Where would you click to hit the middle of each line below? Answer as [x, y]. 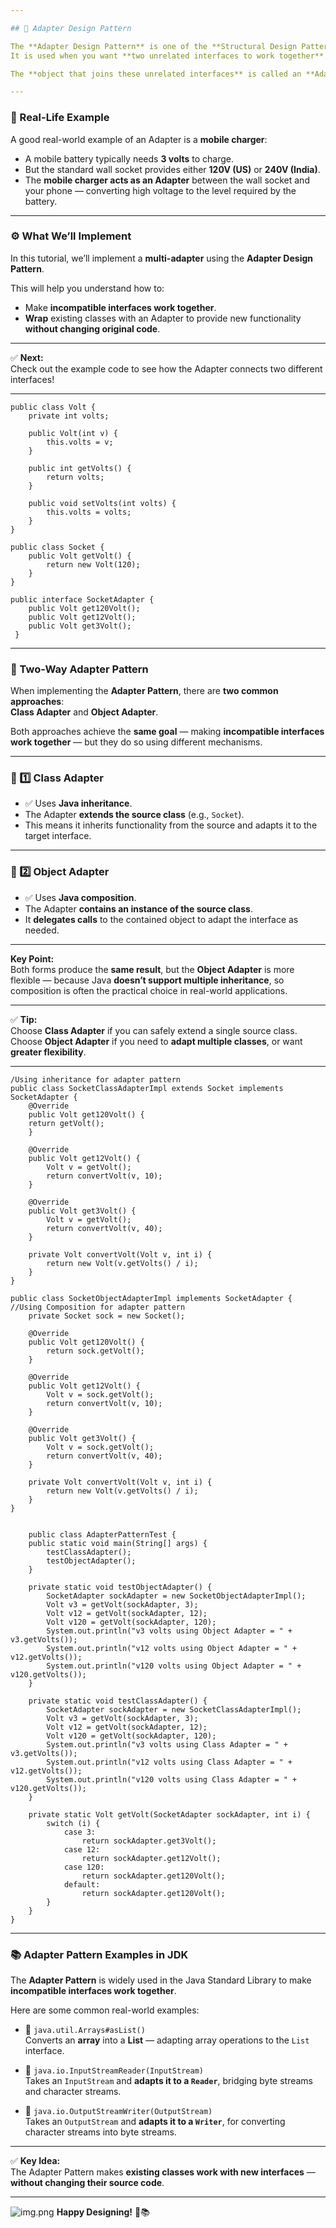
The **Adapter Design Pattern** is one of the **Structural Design [154, 46]
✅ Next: [27, 357]
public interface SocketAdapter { [82, 599]
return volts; [75, 477]
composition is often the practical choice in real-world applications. [149, 990]
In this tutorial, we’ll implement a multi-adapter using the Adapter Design [162, 258]
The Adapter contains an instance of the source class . [138, 908]
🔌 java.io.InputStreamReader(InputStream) [114, 2070]
